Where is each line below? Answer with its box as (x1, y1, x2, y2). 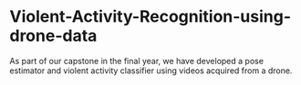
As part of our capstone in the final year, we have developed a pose (9, 55, 265, 66)
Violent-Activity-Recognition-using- (9, 6, 292, 27)
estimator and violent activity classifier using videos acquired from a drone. (9, 65, 293, 76)
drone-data (9, 25, 98, 46)
